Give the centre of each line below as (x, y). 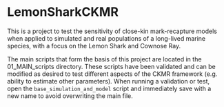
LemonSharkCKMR (63, 12)
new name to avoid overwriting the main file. (70, 96)
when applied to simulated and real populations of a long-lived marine (106, 38)
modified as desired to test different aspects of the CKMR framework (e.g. (112, 74)
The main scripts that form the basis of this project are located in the (104, 59)
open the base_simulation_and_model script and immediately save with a (109, 88)
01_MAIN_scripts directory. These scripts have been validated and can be (111, 66)
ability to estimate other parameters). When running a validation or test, (109, 81)
